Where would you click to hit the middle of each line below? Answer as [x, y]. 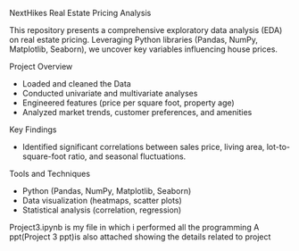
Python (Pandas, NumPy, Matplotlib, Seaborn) [107, 191]
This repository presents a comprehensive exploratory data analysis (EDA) [146, 30]
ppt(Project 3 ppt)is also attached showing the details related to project [140, 237]
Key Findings [33, 130]
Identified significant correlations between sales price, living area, [143, 147]
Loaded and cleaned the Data [76, 84]
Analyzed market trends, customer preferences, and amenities [137, 112]
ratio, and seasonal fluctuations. [127, 156]
